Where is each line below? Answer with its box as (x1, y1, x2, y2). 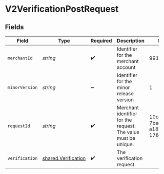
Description (117, 38, 145, 44)
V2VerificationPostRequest (5, 3, 119, 15)
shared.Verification (42, 155, 86, 162)
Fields (5, 23, 24, 31)
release (117, 90, 134, 97)
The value (117, 129, 140, 135)
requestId (7, 123, 30, 129)
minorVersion (7, 85, 38, 90)
